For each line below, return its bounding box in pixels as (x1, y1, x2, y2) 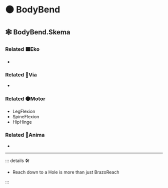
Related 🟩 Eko (5, 45, 40, 52)
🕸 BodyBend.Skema (5, 28, 70, 36)
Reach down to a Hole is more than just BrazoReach (12, 169, 119, 175)
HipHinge (12, 119, 32, 125)
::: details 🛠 (5, 158, 30, 164)
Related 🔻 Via (5, 71, 37, 78)
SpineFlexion (12, 114, 39, 120)
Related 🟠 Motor (5, 95, 46, 102)
